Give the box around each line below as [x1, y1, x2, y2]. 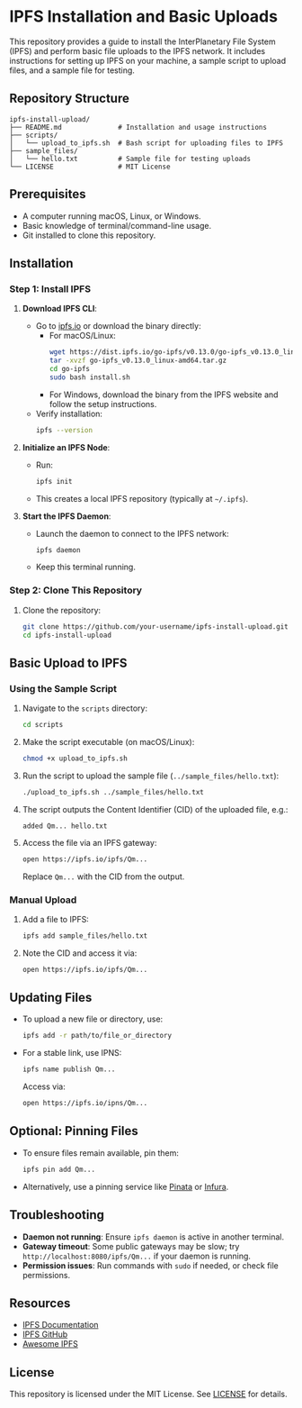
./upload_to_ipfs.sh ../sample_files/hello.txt [22, 787, 204, 796]
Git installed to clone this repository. [22, 230, 156, 241]
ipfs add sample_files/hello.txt [22, 931, 148, 940]
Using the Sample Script [9, 682, 118, 695]
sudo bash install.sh [49, 372, 130, 382]
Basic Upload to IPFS [9, 655, 128, 670]
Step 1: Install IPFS [9, 282, 92, 295]
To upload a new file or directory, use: [22, 1013, 164, 1024]
